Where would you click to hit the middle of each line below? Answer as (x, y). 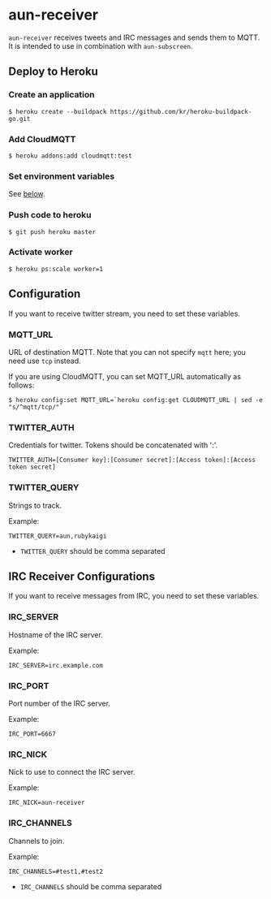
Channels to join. (37, 841)
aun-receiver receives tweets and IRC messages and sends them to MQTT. (134, 37)
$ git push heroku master (52, 232)
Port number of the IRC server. (60, 703)
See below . (27, 194)
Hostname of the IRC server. (56, 634)
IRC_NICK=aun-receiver (47, 803)
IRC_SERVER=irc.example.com (56, 665)
